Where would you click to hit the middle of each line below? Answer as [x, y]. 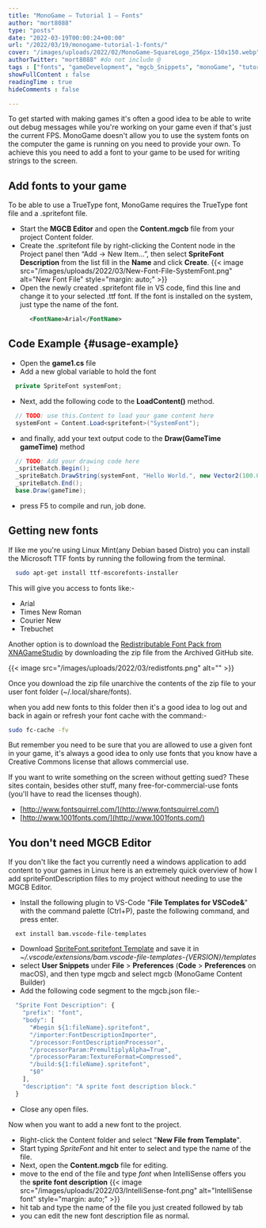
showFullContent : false [49, 75]
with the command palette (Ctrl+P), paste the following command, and [134, 911]
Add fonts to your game [67, 186]
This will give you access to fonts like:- [71, 588]
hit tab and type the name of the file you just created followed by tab [131, 1207]
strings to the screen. [43, 161]
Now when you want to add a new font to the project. [95, 1124]
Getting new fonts [53, 531]
